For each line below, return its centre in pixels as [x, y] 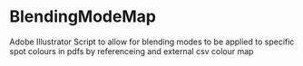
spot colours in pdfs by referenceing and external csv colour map [132, 51]
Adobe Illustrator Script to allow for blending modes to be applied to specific [152, 42]
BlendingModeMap [83, 17]
